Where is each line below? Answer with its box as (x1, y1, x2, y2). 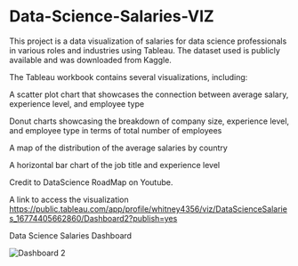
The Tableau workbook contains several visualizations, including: (9, 71, 248, 82)
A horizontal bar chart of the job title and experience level (9, 159, 221, 170)
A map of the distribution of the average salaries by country (9, 142, 229, 153)
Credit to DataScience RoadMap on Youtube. (9, 176, 173, 188)
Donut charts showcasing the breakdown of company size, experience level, (9, 116, 290, 126)
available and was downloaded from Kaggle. (9, 54, 172, 65)
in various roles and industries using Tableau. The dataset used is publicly (9, 44, 280, 55)
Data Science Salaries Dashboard (9, 230, 132, 241)
